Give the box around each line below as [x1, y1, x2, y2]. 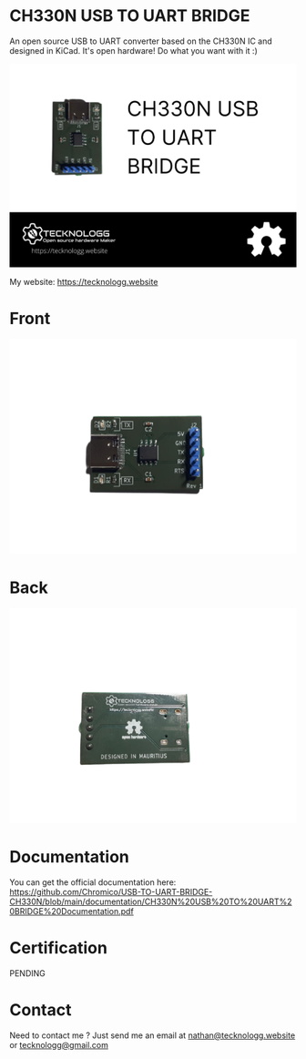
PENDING [9, 967, 46, 979]
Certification [9, 938, 107, 959]
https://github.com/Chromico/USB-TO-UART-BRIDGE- [9, 886, 213, 897]
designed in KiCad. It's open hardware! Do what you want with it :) [9, 45, 258, 56]
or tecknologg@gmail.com [9, 1039, 109, 1050]
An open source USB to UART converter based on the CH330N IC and [9, 36, 273, 46]
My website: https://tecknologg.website [9, 276, 158, 287]
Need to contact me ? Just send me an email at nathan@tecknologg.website [9, 1030, 296, 1041]
